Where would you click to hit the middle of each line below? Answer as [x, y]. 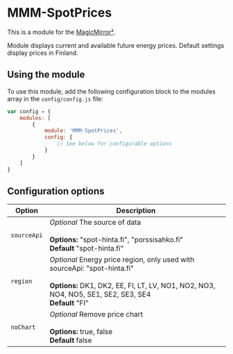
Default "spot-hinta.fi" [87, 248]
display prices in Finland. [43, 53]
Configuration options [56, 191]
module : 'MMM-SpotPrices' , [83, 131]
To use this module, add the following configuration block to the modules [112, 91]
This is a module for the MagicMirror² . [61, 32]
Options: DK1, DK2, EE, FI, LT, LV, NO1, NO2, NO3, [132, 286]
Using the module [46, 75]
